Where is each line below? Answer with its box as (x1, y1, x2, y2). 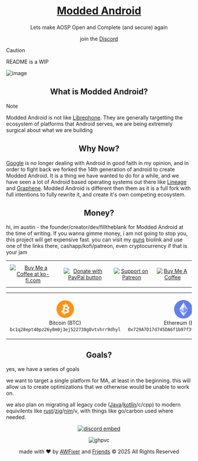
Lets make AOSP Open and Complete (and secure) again (30, 24, 168, 31)
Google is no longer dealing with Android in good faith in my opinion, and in (6, 159, 189, 166)
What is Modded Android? (49, 87, 148, 97)
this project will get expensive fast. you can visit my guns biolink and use (6, 236, 183, 243)
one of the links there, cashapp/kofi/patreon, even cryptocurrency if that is (6, 243, 187, 250)
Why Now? (78, 144, 120, 154)
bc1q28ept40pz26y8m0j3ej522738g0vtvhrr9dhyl (9, 327, 121, 333)
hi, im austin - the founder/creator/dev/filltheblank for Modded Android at (6, 224, 184, 231)
